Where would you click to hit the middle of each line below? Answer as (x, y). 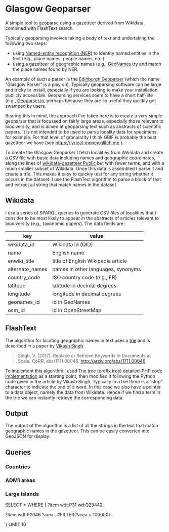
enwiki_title (21, 261)
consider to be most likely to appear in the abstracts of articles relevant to (82, 218)
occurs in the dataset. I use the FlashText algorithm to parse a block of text (83, 179)
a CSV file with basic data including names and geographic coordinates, (80, 158)
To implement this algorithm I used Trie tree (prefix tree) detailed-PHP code (84, 371)
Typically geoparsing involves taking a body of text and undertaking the (80, 38)
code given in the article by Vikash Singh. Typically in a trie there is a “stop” (84, 381)
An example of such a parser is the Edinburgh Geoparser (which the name (82, 79)
